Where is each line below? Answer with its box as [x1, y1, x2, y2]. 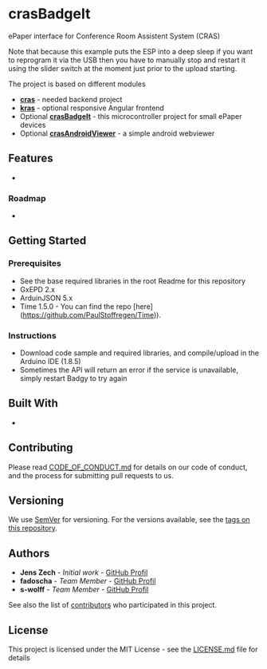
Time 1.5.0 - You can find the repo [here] [19, 301, 154, 311]
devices [19, 120, 46, 129]
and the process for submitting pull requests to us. [8, 470, 174, 480]
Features [8, 152, 53, 165]
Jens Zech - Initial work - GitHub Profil [19, 568, 148, 577]
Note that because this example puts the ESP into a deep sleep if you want [8, 46, 253, 56]
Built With [8, 397, 58, 410]
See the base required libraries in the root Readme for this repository [19, 276, 245, 286]
